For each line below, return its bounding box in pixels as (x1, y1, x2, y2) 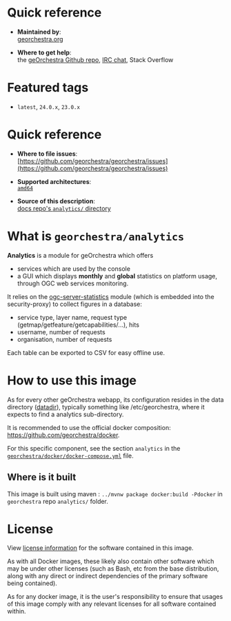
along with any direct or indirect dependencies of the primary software (7, 572, 208, 580)
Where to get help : (17, 48, 72, 57)
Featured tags (7, 80, 89, 96)
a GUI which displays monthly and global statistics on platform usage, (17, 272, 218, 280)
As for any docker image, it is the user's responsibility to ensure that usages (7, 593, 223, 601)
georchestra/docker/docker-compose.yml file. (7, 451, 134, 460)
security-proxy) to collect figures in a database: (7, 300, 143, 308)
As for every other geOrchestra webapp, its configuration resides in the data (7, 395, 224, 404)
